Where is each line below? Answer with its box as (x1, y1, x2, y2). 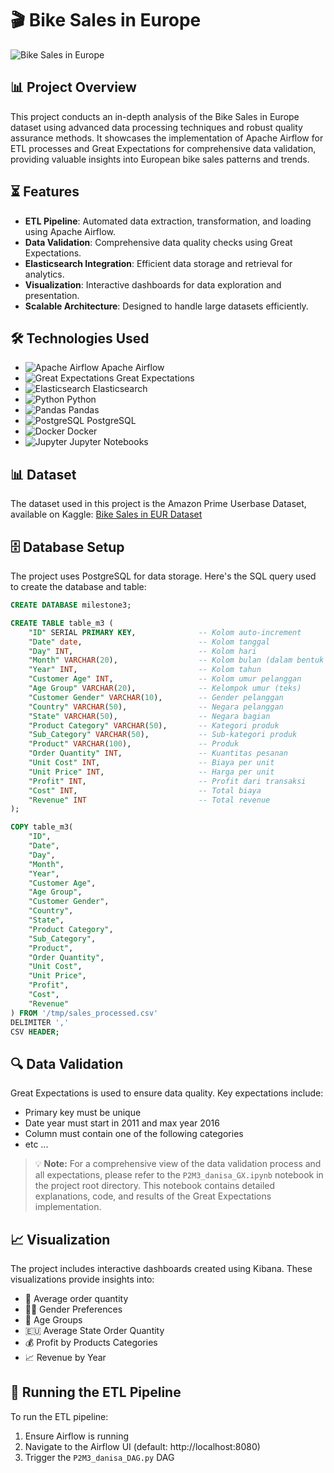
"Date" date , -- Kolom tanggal (28, 637, 271, 647)
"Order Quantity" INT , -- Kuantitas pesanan (28, 748, 288, 759)
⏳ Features (10, 183, 80, 201)
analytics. (24, 268, 65, 280)
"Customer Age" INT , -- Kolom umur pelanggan (28, 674, 302, 684)
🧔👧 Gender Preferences (24, 1303, 123, 1315)
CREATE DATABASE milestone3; (10, 600, 132, 610)
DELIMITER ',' (10, 1017, 70, 1027)
